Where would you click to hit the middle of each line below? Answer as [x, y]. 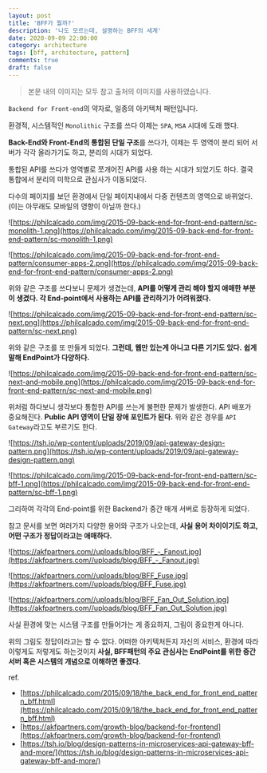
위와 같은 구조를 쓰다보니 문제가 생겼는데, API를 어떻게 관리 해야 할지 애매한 [125, 287]
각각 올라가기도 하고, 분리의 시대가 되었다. [88, 152]
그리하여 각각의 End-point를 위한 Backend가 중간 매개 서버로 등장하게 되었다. [129, 509]
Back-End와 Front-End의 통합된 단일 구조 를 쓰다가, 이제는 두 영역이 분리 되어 [129, 142]
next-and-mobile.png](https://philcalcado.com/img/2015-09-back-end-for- [132, 382]
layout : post [30, 16]
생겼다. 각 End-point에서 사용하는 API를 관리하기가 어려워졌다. [114, 298]
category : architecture [48, 46]
